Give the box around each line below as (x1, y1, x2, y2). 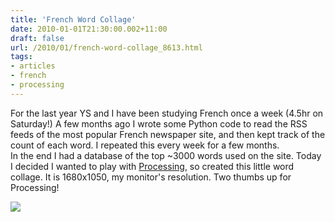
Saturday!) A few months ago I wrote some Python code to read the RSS (10, 117, 308, 130)
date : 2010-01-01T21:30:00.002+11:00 (10, 24, 168, 34)
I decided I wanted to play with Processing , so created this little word (10, 160, 295, 172)
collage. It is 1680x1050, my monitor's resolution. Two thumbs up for (10, 171, 292, 183)
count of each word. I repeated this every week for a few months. (10, 139, 280, 151)
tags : (10, 52, 33, 62)
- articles (10, 61, 56, 71)
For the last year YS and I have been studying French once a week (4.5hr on (10, 107, 324, 119)
